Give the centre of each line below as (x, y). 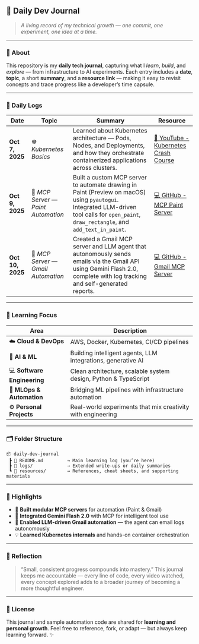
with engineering (94, 414)
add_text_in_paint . (99, 229)
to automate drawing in (105, 185)
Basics (41, 157)
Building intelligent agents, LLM (114, 353)
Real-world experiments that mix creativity (130, 406)
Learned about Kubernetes (110, 131)
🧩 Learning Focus (32, 315)
